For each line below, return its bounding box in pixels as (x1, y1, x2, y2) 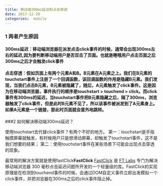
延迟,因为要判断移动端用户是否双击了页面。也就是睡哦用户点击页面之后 (13, 52, 156, 58)
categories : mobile (5, 16, 47, 21)
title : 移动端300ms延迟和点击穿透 (5, 7, 68, 12)
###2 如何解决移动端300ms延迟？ (5, 119, 74, 125)
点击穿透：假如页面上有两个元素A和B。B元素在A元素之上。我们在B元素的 (5, 70, 152, 76)
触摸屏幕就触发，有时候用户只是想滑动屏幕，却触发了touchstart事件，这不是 (5, 135, 158, 141)
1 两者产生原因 (5, 33, 39, 40)
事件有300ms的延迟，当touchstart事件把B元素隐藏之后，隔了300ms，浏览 (5, 94, 157, 100)
